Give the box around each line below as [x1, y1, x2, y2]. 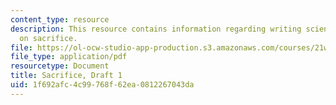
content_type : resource [10, 14, 110, 25]
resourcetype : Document [10, 61, 110, 71]
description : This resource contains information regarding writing [10, 24, 302, 34]
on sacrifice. [19, 33, 78, 43]
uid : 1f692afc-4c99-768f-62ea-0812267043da [10, 80, 195, 90]
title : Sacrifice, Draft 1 [10, 71, 123, 81]
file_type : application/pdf [10, 52, 128, 62]
